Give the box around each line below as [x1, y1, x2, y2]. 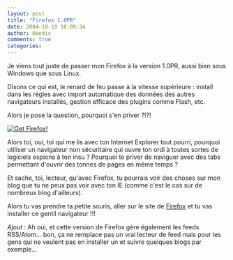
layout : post [7, 10, 45, 17]
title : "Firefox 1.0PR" [7, 17, 77, 24]
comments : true [7, 36, 52, 43]
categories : [7, 43, 42, 49]
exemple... [7, 245, 37, 253]
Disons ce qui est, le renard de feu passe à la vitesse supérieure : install [7, 83, 213, 91]
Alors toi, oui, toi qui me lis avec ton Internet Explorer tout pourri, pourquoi [7, 138, 220, 146]
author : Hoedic [7, 29, 52, 37]
